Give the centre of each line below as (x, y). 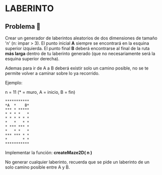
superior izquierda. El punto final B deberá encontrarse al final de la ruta (77, 48)
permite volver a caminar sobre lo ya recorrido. (52, 73)
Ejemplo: (14, 83)
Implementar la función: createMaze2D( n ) (49, 153)
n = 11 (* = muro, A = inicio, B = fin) (40, 92)
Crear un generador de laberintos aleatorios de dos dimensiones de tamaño (81, 38)
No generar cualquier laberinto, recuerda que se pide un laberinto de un (77, 162)
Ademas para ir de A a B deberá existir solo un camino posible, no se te (77, 68)
